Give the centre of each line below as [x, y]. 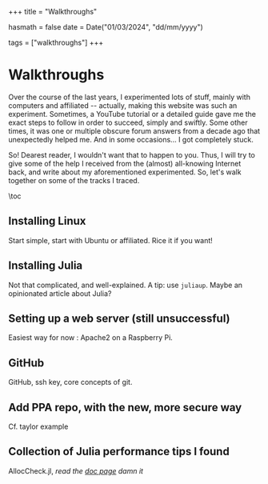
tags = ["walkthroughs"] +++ [56, 42]
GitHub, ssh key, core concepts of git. [70, 382]
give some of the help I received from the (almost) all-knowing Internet [125, 163]
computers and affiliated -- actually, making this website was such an [123, 105]
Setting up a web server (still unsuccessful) [119, 318]
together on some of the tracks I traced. [74, 180]
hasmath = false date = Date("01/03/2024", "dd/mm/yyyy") [106, 27]
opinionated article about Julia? [60, 293]
